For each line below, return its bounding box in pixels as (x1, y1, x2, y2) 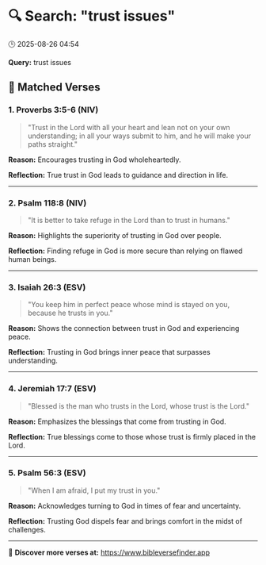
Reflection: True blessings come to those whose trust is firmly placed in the (8, 432, 256, 441)
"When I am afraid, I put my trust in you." (27, 486, 161, 495)
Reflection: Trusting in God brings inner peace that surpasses (8, 348, 211, 357)
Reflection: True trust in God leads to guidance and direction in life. (8, 170, 229, 179)
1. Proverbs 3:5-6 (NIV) (8, 105, 99, 116)
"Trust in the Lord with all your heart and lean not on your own (27, 122, 231, 132)
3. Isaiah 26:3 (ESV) (8, 282, 86, 293)
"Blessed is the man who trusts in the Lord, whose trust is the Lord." (27, 401, 249, 410)
